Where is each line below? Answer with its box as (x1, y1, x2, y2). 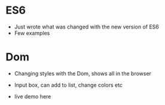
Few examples (14, 29, 50, 36)
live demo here (14, 93, 51, 100)
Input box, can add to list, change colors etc (14, 81, 123, 88)
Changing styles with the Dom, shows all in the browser (14, 69, 152, 77)
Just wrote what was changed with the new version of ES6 (14, 23, 160, 30)
